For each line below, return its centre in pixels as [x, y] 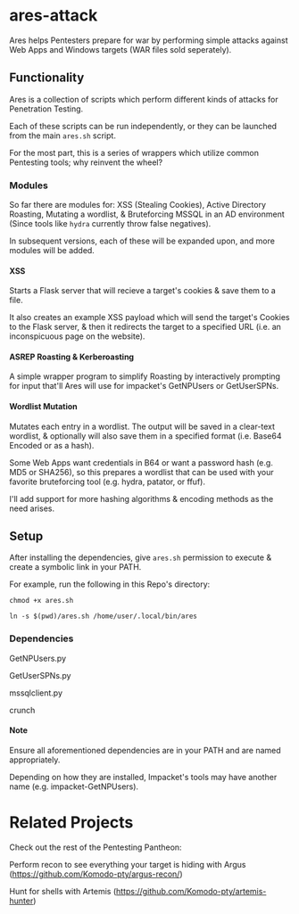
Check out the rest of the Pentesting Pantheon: [96, 847]
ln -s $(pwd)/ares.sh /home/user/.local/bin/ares [104, 616]
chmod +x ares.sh [42, 601]
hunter [21, 901]
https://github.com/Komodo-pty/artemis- [191, 891]
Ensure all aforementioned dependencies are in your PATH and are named [145, 750]
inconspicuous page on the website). [77, 336]
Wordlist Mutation [43, 407]
